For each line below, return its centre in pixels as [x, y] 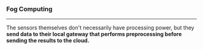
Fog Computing [29, 9]
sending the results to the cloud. [48, 40]
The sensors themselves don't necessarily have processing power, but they [100, 28]
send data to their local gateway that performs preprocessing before [94, 34]
